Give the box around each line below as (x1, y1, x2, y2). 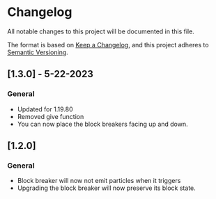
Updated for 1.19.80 (17, 105, 73, 113)
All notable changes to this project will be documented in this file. (7, 27, 195, 35)
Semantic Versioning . (7, 48, 68, 56)
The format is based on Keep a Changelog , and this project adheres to (7, 40, 209, 49)
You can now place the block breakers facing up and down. (17, 120, 188, 128)
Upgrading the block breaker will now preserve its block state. (17, 184, 196, 192)
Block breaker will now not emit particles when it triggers (17, 177, 181, 185)
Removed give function (17, 112, 84, 120)
